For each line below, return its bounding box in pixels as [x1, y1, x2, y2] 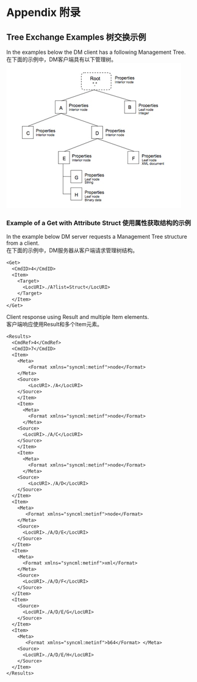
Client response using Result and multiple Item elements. [6, 313, 149, 321]
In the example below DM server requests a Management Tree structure [6, 233, 187, 241]
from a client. [6, 239, 40, 247]
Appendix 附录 [6, 6, 81, 20]
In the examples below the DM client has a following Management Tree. [6, 48, 186, 56]
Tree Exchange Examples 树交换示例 [6, 32, 146, 42]
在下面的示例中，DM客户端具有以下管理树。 [6, 56, 117, 63]
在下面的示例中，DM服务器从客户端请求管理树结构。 [6, 247, 138, 254]
